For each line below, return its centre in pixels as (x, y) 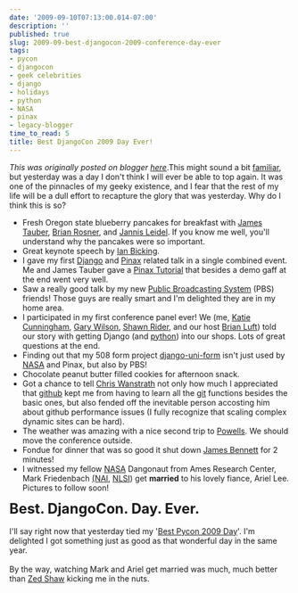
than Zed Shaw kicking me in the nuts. (79, 578)
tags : (19, 51)
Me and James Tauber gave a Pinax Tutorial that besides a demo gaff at (154, 269)
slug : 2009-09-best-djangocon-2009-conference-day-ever (115, 42)
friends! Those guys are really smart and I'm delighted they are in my (149, 298)
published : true (39, 34)
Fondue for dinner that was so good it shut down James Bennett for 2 (150, 449)
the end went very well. (65, 279)
